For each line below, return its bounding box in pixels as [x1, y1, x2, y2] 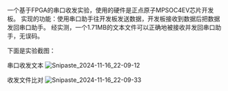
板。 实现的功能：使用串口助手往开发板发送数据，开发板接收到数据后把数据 [7, 14, 220, 23]
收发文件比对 [7, 76, 43, 84]
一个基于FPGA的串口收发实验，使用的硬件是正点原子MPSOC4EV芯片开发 [7, 6, 214, 14]
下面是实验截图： [7, 47, 56, 54]
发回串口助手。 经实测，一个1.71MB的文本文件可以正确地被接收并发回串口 [7, 23, 216, 31]
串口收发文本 [7, 61, 43, 69]
